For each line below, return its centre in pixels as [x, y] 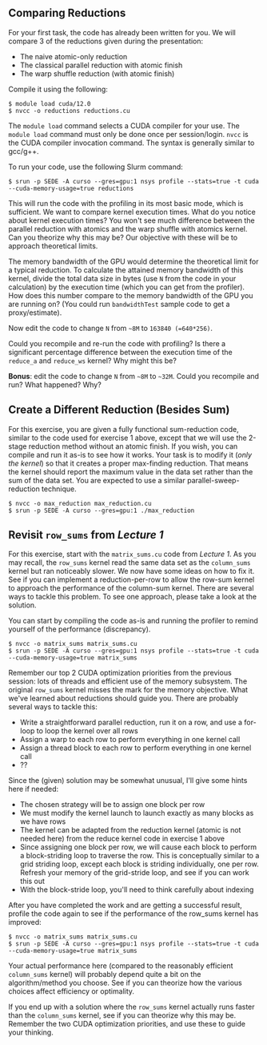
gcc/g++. [24, 151]
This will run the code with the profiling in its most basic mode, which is [126, 203]
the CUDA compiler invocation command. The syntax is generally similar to [132, 143]
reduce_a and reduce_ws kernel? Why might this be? [93, 361]
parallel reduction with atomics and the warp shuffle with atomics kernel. [128, 228]
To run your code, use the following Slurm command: [96, 167]
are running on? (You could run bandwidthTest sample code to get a [119, 304]
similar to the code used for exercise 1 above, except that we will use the [128, 438]
